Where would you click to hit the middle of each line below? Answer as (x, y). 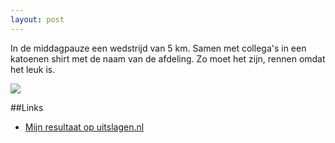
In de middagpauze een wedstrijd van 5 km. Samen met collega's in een (158, 48)
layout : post (37, 19)
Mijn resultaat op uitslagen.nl (84, 127)
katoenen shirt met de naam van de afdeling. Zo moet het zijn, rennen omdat (168, 58)
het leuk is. (33, 69)
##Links (27, 107)
